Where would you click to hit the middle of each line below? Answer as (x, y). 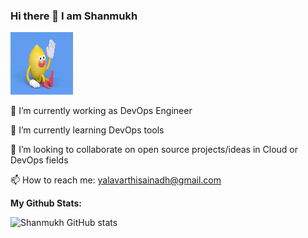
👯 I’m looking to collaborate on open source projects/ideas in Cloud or (154, 150)
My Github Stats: (46, 203)
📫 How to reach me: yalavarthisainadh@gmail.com (116, 180)
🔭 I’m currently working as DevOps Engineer (101, 111)
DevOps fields (39, 160)
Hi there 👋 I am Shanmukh (74, 16)
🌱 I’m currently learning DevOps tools (87, 130)
